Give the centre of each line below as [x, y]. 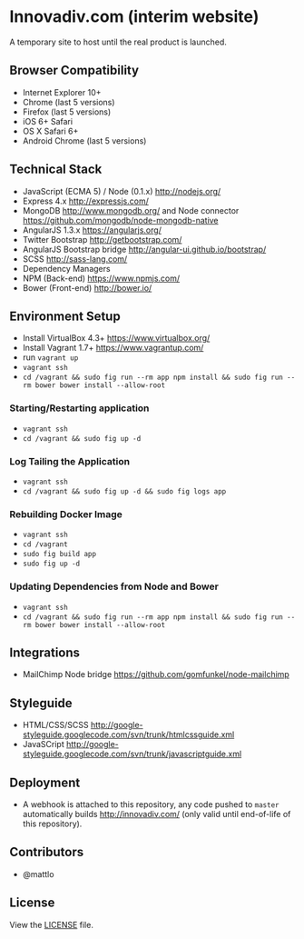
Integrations [44, 652]
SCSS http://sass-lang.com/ [75, 259]
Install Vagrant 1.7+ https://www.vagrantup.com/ [113, 348]
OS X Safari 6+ [50, 131]
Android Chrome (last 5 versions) [84, 140]
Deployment [45, 782]
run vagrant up [50, 357]
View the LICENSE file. [51, 924]
